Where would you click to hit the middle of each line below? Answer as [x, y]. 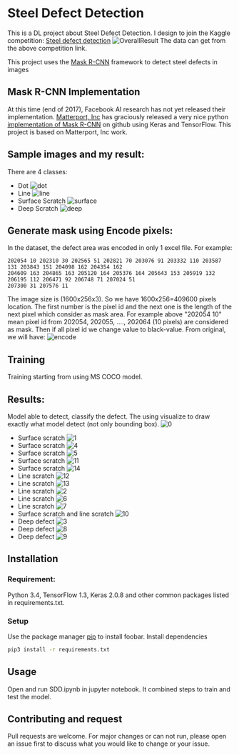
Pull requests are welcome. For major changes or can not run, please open [117, 736]
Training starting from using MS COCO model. [75, 377]
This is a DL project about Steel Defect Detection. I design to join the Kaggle [119, 33]
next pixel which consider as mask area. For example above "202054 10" [115, 314]
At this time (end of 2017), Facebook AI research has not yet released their [117, 109]
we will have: [26, 337]
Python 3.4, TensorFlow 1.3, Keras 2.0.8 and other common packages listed [118, 595]
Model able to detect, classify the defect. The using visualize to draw [109, 416]
